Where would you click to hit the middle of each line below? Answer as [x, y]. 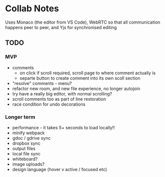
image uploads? [28, 164]
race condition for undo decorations [49, 104]
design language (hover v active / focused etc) [60, 169]
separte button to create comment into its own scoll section [80, 78]
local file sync [26, 153]
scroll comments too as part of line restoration [59, 99]
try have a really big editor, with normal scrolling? [62, 93]
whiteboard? [25, 159]
